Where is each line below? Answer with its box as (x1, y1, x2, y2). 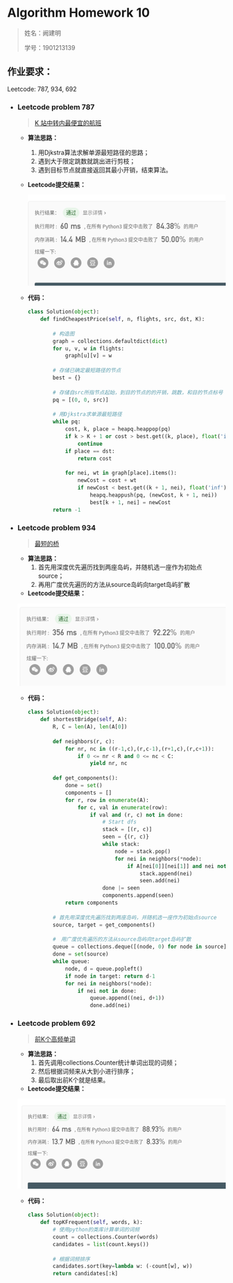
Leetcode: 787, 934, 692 (7, 85, 78, 93)
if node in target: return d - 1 (64, 972, 156, 980)
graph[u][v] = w (64, 353, 112, 360)
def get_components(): (52, 775, 119, 782)
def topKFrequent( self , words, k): (40, 1219, 144, 1226)
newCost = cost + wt (77, 477, 137, 484)
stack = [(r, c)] (102, 826, 153, 833)
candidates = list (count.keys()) (52, 1241, 149, 1248)
